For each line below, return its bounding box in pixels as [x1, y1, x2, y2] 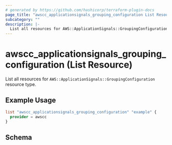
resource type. [5, 81, 36, 88]
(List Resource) [66, 59, 133, 71]
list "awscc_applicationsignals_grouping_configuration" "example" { [5, 109, 157, 114]
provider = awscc [10, 114, 47, 120]
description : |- [5, 21, 40, 27]
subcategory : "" [5, 17, 40, 22]
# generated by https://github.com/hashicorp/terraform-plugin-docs [5, 7, 155, 13]
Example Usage [5, 96, 56, 105]
